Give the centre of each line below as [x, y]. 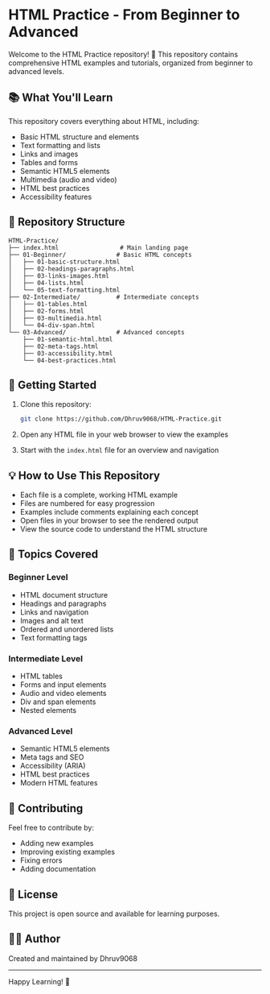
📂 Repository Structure [67, 222]
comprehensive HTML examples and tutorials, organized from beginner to [131, 63]
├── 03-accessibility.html [68, 353]
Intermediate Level [45, 658]
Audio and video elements [63, 694]
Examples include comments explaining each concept [109, 512]
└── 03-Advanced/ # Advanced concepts [96, 332]
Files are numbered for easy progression [87, 503]
